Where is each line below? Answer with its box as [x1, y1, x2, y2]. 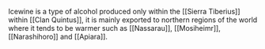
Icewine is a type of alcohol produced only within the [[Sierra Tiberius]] [8, 7, 240, 16]
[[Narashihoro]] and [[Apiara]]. [8, 32, 108, 41]
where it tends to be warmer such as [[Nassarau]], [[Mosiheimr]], [8, 24, 221, 32]
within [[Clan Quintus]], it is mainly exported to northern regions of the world [8, 15, 258, 24]
